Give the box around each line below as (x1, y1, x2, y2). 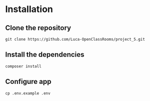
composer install (5, 64, 42, 69)
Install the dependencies (5, 50, 85, 59)
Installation (5, 4, 53, 15)
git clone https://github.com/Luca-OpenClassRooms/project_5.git (5, 37, 145, 42)
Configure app (5, 77, 52, 86)
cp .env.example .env (5, 90, 51, 96)
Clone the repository (5, 24, 71, 32)
